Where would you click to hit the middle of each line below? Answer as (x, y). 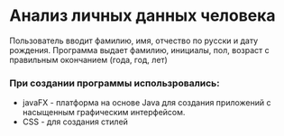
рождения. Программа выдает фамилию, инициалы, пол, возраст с (139, 50)
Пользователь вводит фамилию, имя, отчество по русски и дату (134, 41)
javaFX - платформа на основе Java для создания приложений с (147, 103)
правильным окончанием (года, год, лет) (89, 59)
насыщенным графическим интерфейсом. (104, 113)
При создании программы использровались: (115, 83)
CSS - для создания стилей (75, 122)
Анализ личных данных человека (143, 16)
